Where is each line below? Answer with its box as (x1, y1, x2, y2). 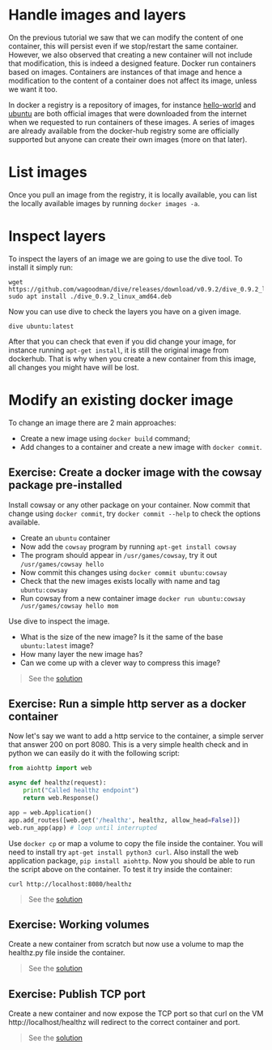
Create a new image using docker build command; (19, 433, 190, 443)
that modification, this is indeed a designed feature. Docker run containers (8, 58, 257, 68)
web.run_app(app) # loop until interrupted (8, 823, 158, 832)
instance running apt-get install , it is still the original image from (8, 345, 229, 355)
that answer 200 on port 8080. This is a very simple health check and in (8, 740, 249, 750)
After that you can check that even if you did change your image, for (8, 336, 236, 346)
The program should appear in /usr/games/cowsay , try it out (19, 550, 218, 560)
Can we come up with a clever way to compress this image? (19, 658, 221, 668)
